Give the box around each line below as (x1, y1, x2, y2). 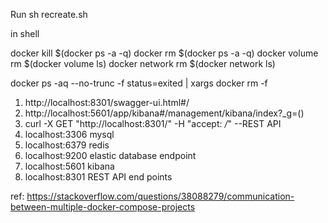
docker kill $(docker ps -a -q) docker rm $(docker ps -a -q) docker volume (10, 47, 319, 59)
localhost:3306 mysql (24, 129, 115, 140)
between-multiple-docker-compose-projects (10, 201, 196, 213)
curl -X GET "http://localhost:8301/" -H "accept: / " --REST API (24, 118, 282, 129)
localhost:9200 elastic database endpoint (24, 150, 197, 161)
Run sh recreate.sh (10, 9, 88, 20)
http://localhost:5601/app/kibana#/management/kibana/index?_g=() (24, 107, 305, 119)
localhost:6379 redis (24, 139, 110, 151)
